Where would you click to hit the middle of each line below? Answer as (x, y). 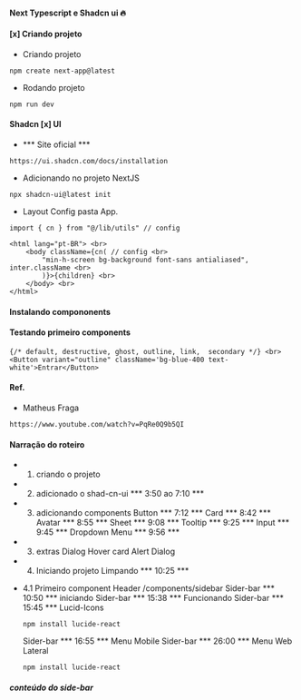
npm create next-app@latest (63, 71)
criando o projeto (68, 474)
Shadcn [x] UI (35, 124)
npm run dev (32, 104)
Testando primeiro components (70, 332)
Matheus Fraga (51, 408)
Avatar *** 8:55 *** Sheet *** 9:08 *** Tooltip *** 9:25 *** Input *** (163, 523)
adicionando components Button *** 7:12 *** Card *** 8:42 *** (154, 513)
